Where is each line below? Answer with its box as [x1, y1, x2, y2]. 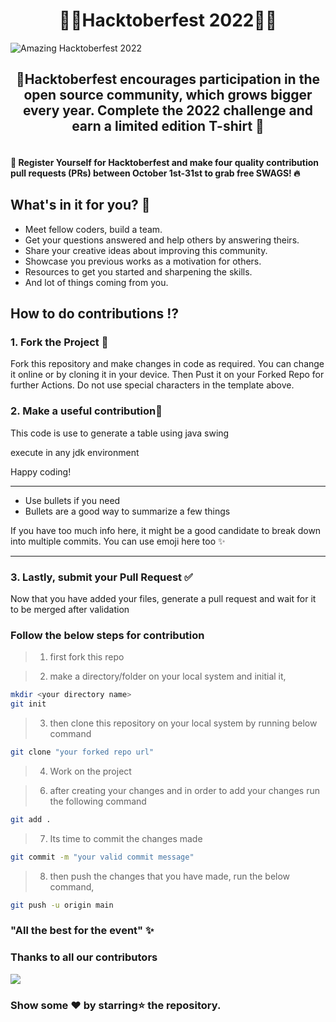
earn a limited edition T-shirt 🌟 [71, 118, 265, 135]
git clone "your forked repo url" [10, 747, 155, 758]
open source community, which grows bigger [23, 87, 313, 104]
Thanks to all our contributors [10, 950, 158, 964]
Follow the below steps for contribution [10, 628, 205, 642]
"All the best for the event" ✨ [10, 924, 155, 938]
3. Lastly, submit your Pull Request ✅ [10, 570, 193, 584]
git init [10, 699, 47, 709]
